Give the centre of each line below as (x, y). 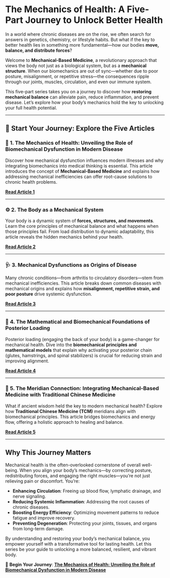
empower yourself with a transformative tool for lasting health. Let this (78, 543)
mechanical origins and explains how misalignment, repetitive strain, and (83, 289)
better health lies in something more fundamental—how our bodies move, (82, 45)
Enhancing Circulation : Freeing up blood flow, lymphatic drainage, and (87, 491)
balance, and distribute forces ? (39, 50)
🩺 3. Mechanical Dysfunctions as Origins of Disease (71, 265)
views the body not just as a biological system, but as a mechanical (76, 65)
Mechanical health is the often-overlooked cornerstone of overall (73, 465)
